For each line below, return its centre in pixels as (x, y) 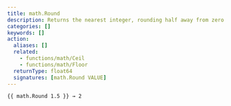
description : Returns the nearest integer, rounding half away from (108, 20)
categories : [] (29, 26)
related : (26, 52)
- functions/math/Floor (54, 65)
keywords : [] (26, 33)
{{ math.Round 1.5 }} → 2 (44, 96)
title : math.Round (34, 13)
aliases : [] (31, 45)
